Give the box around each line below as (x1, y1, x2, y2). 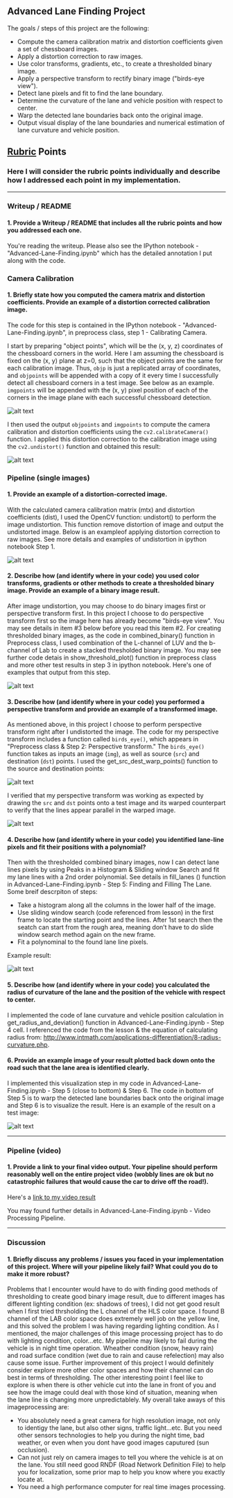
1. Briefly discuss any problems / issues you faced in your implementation (7, 1255, 224, 1263)
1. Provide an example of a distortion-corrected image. (7, 490, 168, 499)
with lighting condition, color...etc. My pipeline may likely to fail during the (7, 1336, 217, 1345)
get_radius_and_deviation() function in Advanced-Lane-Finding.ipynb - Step (7, 1018, 225, 1026)
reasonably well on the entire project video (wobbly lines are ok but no (7, 1170, 214, 1178)
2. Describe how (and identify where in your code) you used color (7, 571, 200, 580)
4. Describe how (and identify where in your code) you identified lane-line (7, 835, 224, 843)
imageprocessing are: (7, 1403, 69, 1411)
